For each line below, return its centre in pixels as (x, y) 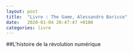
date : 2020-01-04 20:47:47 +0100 (50, 22)
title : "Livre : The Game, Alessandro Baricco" (67, 17)
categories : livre (29, 28)
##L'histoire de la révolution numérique (54, 44)
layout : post (22, 11)
